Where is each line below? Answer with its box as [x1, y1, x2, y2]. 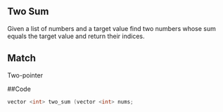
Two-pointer [7, 70, 44, 80]
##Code [7, 85, 32, 93]
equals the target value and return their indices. [7, 32, 146, 40]
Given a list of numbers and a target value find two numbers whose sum [7, 24, 217, 32]
